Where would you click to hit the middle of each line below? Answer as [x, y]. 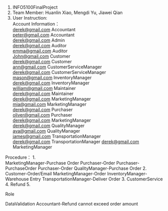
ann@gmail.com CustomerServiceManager [57, 67]
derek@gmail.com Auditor [39, 45]
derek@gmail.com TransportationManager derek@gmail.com [76, 142]
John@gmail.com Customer [41, 56]
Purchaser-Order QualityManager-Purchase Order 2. [92, 168]
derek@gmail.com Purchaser [43, 110]
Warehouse [17, 179]
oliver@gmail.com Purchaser [42, 115]
